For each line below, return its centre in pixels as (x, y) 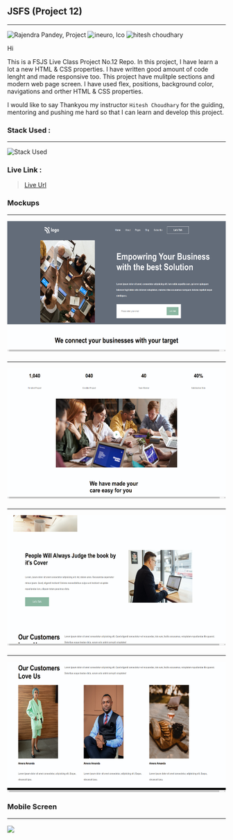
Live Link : (25, 170)
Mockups (24, 203)
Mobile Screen (32, 807)
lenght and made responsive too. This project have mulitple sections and (111, 77)
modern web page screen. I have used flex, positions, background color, (111, 84)
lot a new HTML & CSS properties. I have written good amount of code (108, 69)
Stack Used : (29, 130)
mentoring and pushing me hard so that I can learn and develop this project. (115, 112)
